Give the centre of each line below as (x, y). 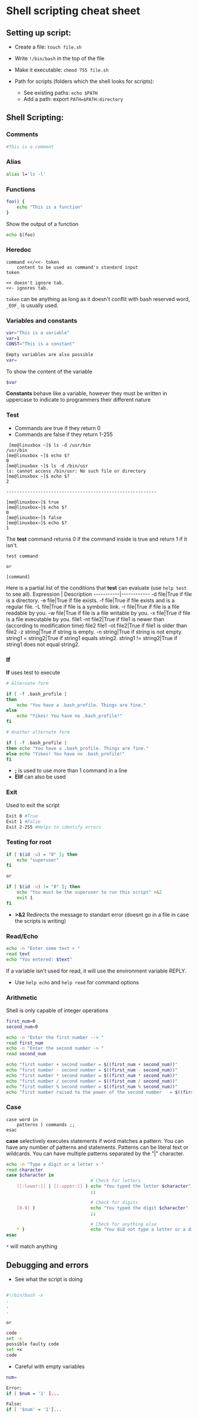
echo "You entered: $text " (39, 960)
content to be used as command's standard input (77, 267)
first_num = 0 (21, 1021)
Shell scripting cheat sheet (73, 11)
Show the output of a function (42, 224)
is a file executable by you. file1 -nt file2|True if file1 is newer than (85, 619)
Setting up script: (39, 33)
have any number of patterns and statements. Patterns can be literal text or (97, 1147)
